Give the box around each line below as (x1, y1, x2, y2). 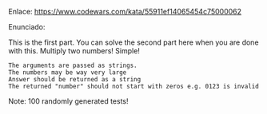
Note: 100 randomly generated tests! (8, 96, 129, 106)
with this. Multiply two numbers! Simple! (8, 46, 140, 55)
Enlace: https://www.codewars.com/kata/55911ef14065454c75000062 (8, 7, 242, 16)
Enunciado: (8, 22, 46, 31)
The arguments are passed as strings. (8, 61, 137, 69)
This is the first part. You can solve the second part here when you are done (8, 37, 259, 47)
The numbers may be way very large (8, 69, 127, 77)
